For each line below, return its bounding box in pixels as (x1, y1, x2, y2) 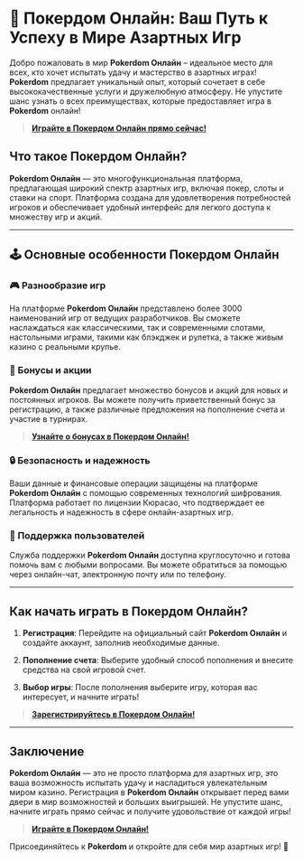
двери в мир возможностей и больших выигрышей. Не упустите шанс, (9, 796, 283, 807)
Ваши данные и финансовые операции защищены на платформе (9, 478, 259, 489)
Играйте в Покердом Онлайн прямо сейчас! (31, 122, 207, 134)
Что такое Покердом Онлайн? (9, 149, 188, 164)
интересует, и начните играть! (22, 691, 140, 703)
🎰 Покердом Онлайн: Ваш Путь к (9, 8, 269, 29)
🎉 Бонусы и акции (9, 364, 92, 377)
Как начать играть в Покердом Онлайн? (9, 604, 248, 619)
